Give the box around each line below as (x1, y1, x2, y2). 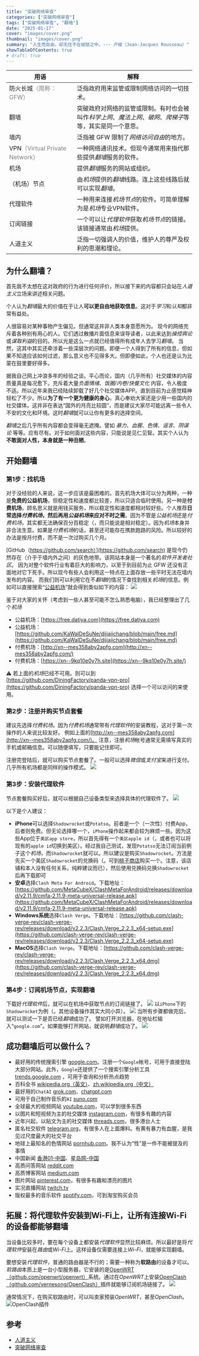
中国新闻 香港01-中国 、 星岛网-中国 (14, 1154, 99, 1161)
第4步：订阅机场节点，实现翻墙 (6, 985, 96, 994)
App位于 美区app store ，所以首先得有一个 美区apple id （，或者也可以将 (19, 834, 191, 841)
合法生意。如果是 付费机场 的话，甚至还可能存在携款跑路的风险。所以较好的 (11, 526, 193, 534)
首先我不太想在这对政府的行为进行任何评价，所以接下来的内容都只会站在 (6, 282, 182, 290)
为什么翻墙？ (6, 266, 53, 276)
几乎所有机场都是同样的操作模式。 (6, 764, 89, 771)
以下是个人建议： (6, 807, 48, 814)
